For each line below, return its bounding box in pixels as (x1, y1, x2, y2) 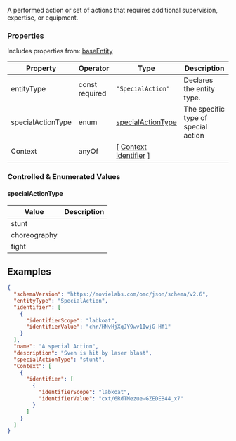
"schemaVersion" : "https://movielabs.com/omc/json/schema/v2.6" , (13, 291, 209, 298)
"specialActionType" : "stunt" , (13, 356, 105, 363)
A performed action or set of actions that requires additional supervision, (7, 6, 218, 14)
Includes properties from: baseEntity (7, 47, 113, 55)
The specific (183, 105, 225, 114)
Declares (183, 75, 214, 85)
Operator (78, 63, 110, 73)
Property (25, 63, 57, 73)
